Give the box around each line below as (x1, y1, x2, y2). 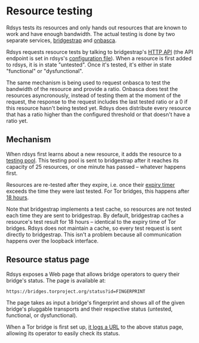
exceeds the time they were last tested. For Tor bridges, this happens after (6, 187, 190, 195)
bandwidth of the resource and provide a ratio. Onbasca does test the (6, 85, 178, 92)
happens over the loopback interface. (6, 237, 99, 244)
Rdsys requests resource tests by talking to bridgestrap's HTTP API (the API (6, 48, 193, 55)
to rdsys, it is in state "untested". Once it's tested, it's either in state (6, 61, 172, 68)
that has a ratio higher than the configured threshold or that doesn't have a (6, 111, 190, 118)
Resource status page (6, 254, 90, 265)
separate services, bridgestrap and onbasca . (6, 37, 117, 44)
